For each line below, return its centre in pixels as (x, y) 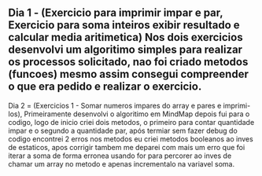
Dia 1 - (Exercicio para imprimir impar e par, (116, 13)
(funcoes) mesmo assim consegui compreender (129, 74)
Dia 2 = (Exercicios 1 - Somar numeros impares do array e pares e (115, 105)
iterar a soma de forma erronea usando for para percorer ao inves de (120, 156)
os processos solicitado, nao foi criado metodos (128, 62)
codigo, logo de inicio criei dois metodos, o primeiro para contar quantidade (131, 122)
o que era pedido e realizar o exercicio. (105, 87)
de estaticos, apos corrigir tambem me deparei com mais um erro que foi (127, 147)
